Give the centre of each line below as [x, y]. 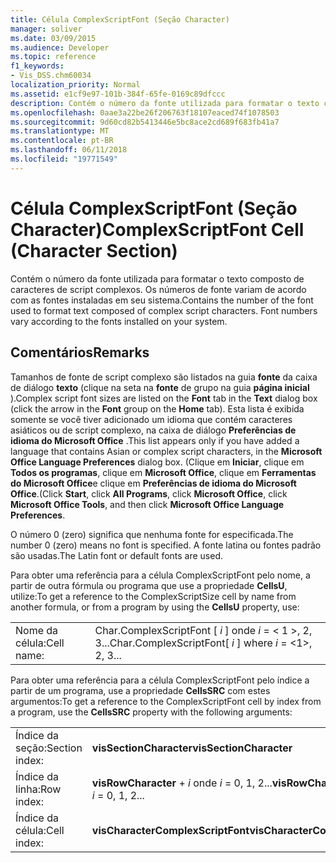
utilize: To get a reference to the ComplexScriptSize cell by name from [153, 596]
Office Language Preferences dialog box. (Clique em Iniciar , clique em [157, 462]
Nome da [37, 630]
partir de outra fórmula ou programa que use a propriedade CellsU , [149, 585]
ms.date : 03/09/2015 [53, 38]
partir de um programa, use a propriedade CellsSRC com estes [140, 690]
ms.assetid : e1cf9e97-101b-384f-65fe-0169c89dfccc [118, 94]
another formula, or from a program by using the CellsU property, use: [155, 607]
